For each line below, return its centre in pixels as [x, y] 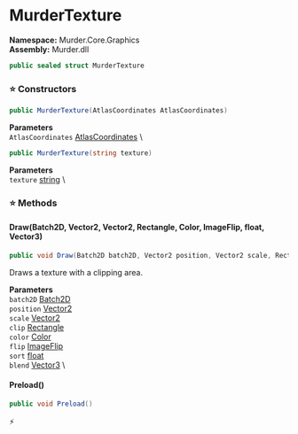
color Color [30, 337]
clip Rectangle [37, 327]
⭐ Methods [33, 203]
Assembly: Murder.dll [49, 49]
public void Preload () [51, 404]
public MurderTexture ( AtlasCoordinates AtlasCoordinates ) [118, 111]
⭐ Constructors [43, 89]
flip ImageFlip [36, 345]
